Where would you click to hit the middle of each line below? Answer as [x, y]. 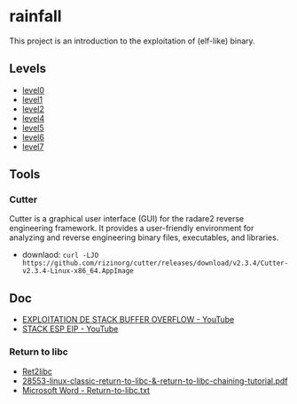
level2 [33, 109]
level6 [33, 137]
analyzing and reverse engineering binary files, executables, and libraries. [144, 237]
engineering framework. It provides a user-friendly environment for [132, 229]
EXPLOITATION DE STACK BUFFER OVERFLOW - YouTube [128, 320]
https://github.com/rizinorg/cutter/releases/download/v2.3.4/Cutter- [155, 263]
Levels [28, 69]
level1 [32, 99]
